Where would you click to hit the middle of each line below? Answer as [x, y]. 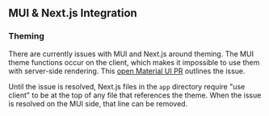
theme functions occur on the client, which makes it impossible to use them [134, 62]
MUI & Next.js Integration [73, 13]
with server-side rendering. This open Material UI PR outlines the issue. [127, 71]
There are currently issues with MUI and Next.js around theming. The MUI [131, 54]
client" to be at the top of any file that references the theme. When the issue [135, 95]
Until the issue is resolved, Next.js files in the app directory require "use [127, 86]
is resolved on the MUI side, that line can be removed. [98, 103]
